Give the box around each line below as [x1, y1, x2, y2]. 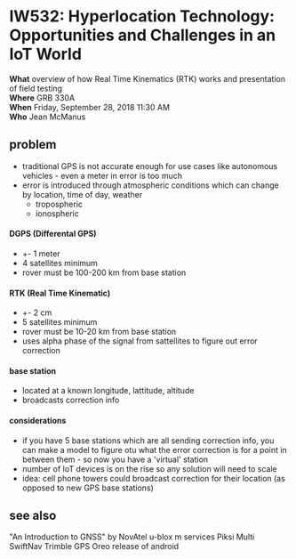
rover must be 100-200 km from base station [21, 267, 187, 278]
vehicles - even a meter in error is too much [21, 170, 182, 181]
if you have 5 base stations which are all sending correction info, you [21, 434, 275, 446]
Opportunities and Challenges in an [9, 25, 276, 45]
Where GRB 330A [9, 92, 76, 103]
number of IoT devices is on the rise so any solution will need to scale [21, 463, 277, 474]
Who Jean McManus [9, 111, 86, 122]
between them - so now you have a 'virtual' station [21, 454, 209, 465]
